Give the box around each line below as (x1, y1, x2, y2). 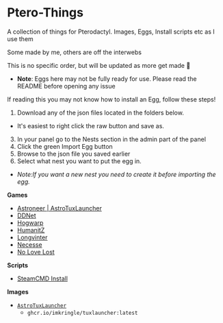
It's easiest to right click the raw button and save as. (16, 121, 164, 130)
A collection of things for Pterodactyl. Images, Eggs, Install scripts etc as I (7, 27, 215, 36)
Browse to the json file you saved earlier (16, 149, 131, 158)
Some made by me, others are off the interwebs (7, 48, 142, 56)
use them (7, 34, 34, 43)
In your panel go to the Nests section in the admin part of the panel (16, 135, 207, 143)
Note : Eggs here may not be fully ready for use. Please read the (16, 74, 197, 83)
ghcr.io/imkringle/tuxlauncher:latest (27, 309, 138, 316)
